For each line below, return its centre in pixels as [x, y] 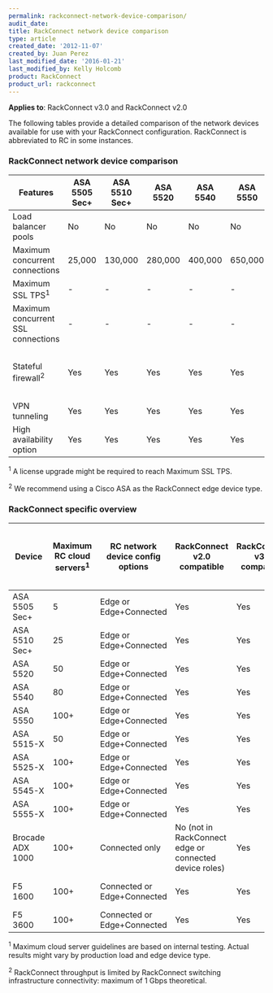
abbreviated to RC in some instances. [71, 140]
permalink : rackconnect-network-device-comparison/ [97, 16]
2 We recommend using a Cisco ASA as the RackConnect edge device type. [135, 487]
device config [133, 556]
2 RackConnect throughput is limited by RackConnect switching [115, 971]
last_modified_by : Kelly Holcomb [65, 69]
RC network [133, 547]
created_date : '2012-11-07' [56, 46]
